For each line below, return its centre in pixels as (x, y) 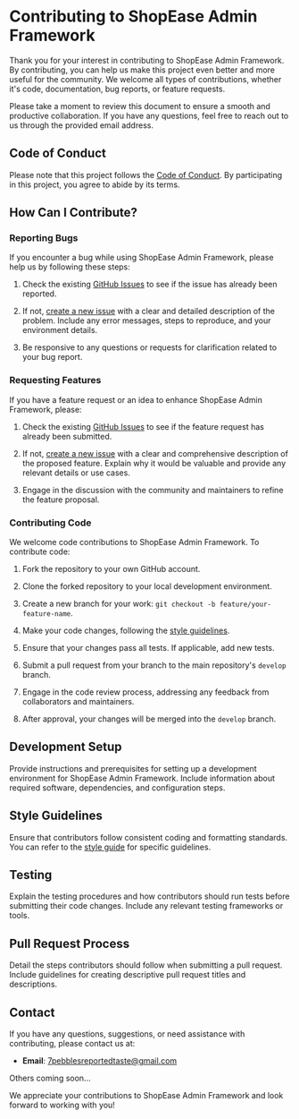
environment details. (60, 330)
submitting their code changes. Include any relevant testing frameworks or (146, 906)
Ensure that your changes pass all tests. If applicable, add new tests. (148, 648)
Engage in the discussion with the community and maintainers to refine (153, 490)
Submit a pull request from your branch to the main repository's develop (154, 665)
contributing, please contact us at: (72, 1044)
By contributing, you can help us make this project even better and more (142, 70)
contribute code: (40, 551)
